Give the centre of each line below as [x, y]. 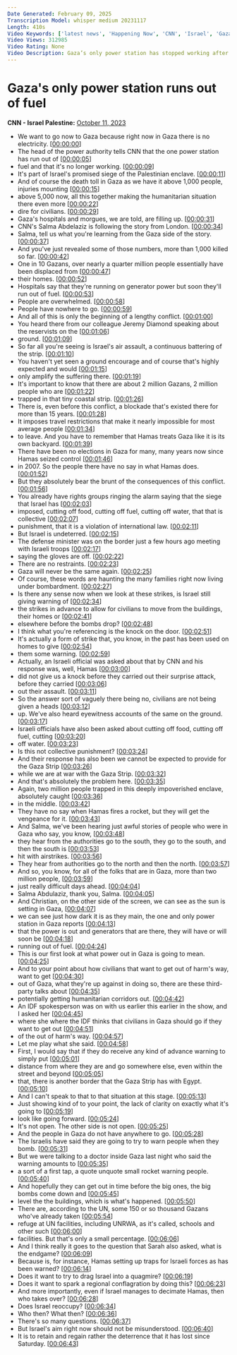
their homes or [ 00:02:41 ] [55, 616]
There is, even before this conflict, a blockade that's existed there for [118, 406]
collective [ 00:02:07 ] [48, 519]
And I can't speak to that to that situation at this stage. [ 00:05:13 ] [112, 1096]
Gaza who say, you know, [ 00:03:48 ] [71, 833]
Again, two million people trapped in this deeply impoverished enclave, [120, 788]
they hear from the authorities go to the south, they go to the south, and [122, 841]
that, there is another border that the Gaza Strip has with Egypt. [110, 1081]
